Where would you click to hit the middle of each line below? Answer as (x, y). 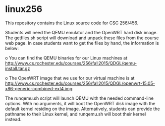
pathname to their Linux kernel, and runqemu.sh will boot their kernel (76, 114)
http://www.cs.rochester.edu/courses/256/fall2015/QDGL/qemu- (71, 63)
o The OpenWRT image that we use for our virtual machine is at (70, 78)
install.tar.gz (18, 68)
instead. (13, 119)
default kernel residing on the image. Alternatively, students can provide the (82, 109)
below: (12, 48)
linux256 (24, 9)
